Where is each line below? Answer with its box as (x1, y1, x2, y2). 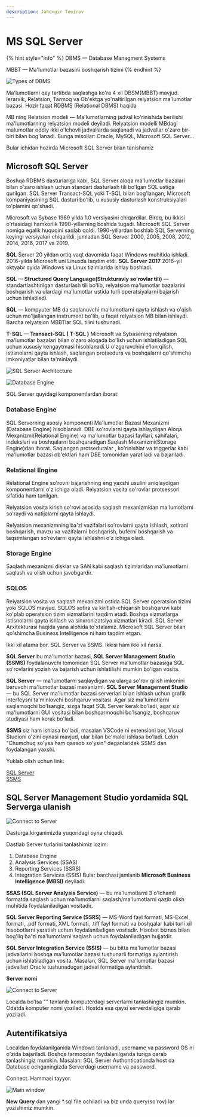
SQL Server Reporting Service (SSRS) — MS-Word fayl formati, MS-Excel (6, 914, 189, 921)
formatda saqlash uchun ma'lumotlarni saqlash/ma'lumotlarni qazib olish (6, 896, 185, 903)
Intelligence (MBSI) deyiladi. (14, 878, 85, 885)
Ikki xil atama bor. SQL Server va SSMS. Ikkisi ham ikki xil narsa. (6, 641, 163, 648)
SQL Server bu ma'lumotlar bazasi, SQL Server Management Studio (6, 652, 176, 660)
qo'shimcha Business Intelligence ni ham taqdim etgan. (6, 629, 142, 637)
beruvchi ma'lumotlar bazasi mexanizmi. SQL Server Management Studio (6, 683, 188, 691)
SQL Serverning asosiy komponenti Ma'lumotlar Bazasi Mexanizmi (6, 419, 170, 426)
